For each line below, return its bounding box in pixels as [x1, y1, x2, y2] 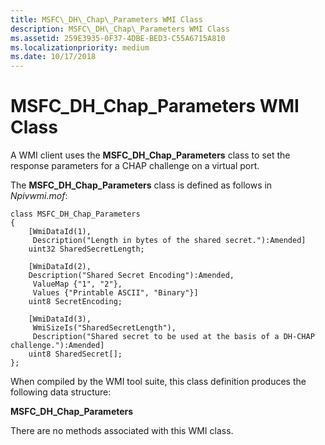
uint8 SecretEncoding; [28, 297, 123, 307]
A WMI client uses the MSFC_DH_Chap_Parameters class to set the [10, 149, 291, 161]
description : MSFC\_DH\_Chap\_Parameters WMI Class [10, 24, 230, 34]
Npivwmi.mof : [10, 190, 68, 202]
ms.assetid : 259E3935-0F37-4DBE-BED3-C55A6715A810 [10, 33, 226, 43]
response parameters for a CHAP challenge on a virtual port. [10, 160, 260, 172]
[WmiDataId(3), [28, 314, 92, 325]
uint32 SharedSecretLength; [28, 244, 145, 255]
